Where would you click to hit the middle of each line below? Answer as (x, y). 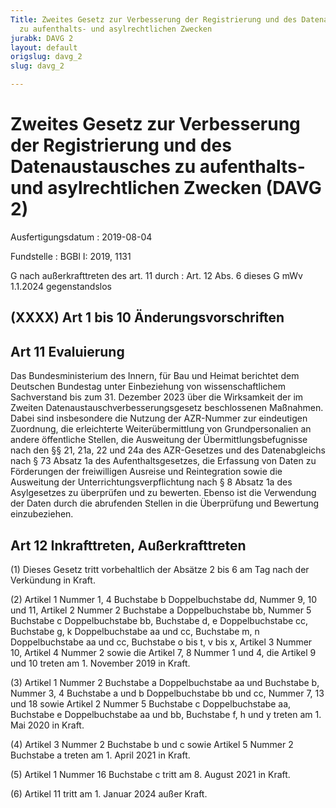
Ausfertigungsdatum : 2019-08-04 (81, 237)
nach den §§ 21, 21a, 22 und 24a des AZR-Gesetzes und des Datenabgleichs (168, 450)
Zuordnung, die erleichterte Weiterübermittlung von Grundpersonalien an (161, 429)
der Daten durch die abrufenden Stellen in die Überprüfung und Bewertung (165, 503)
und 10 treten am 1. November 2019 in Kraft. (100, 663)
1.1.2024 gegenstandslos (61, 286)
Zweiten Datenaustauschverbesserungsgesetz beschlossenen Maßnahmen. (167, 408)
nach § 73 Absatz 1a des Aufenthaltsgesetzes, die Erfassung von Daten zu (163, 461)
